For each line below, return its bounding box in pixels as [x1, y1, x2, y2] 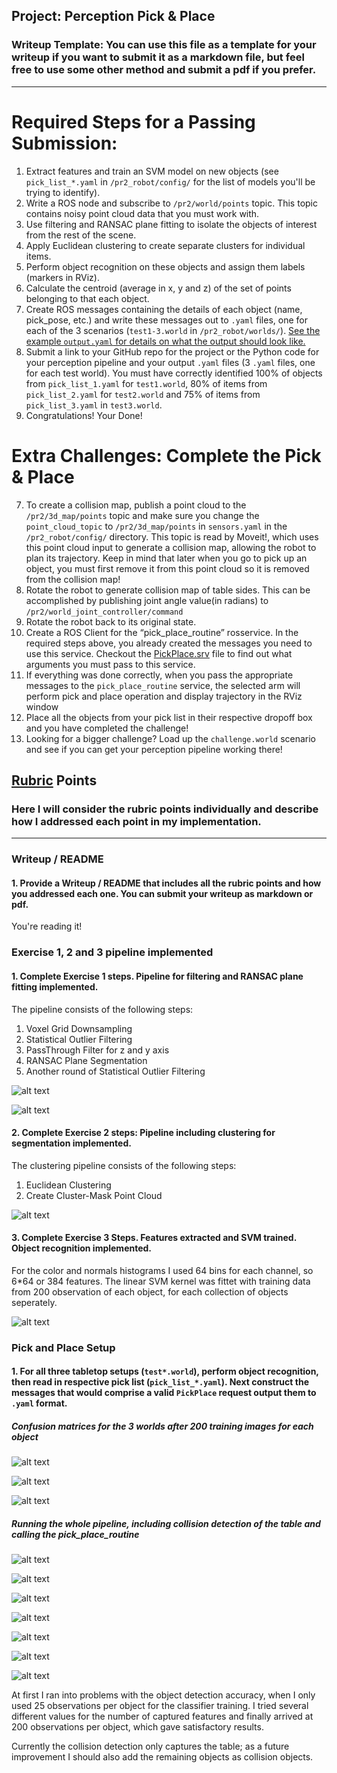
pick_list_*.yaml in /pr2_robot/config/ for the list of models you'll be [25, 175, 316, 188]
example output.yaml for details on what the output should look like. [25, 335, 306, 347]
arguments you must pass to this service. [25, 658, 196, 670]
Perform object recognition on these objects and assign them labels [25, 260, 306, 273]
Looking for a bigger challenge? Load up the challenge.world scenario [25, 732, 317, 744]
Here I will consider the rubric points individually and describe [11, 802, 319, 816]
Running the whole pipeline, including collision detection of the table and [11, 1517, 321, 1529]
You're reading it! [11, 920, 83, 933]
